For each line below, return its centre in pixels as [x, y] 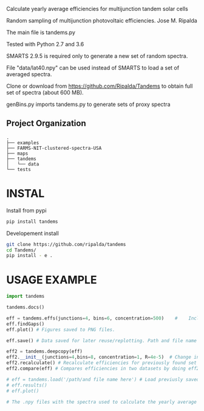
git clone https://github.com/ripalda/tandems [66, 244]
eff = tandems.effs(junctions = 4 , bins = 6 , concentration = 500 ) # [92, 318]
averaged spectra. [29, 74]
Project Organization [46, 123]
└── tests [19, 169]
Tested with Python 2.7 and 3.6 [45, 44]
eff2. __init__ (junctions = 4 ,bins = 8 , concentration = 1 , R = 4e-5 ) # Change [99, 357]
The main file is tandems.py [41, 32]
